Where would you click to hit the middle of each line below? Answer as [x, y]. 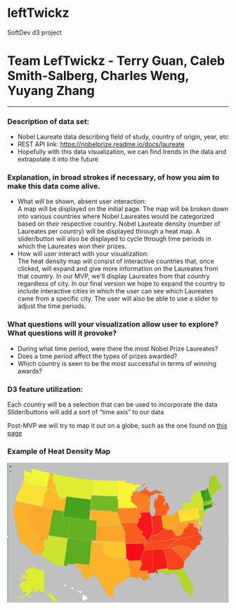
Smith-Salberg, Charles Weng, [98, 76]
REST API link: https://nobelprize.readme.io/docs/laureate [101, 144]
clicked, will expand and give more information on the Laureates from [118, 269]
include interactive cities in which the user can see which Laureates [116, 291]
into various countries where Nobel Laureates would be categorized [116, 217]
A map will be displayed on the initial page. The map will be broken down [123, 209]
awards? [30, 371]
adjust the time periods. [52, 306]
